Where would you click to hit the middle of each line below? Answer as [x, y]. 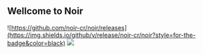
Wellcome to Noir [45, 11]
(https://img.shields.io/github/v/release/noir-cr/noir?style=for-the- [101, 35]
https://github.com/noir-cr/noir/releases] [69, 27]
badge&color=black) [36, 43]
